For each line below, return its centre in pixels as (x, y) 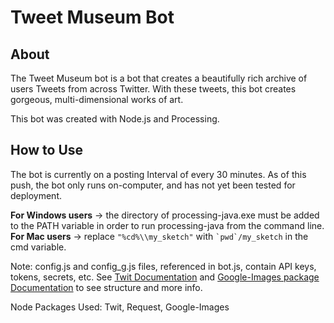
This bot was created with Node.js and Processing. (115, 119)
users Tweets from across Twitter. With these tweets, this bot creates (153, 89)
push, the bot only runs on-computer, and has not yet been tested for (153, 185)
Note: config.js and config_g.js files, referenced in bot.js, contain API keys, (163, 266)
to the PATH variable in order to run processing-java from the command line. (167, 225)
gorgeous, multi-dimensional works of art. (97, 99)
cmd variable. (38, 247)
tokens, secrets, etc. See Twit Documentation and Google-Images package (165, 277)
